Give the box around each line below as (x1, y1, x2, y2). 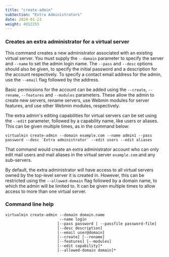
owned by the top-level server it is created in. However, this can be (5, 172, 145, 178)
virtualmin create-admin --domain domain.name (5, 212, 105, 218)
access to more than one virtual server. (5, 188, 87, 194)
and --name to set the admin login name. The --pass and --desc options (5, 60, 153, 66)
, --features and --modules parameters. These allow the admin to (18, 92, 155, 98)
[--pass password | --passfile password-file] (57, 221, 157, 226)
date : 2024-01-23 (5, 17, 42, 22)
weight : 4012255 (5, 21, 39, 27)
